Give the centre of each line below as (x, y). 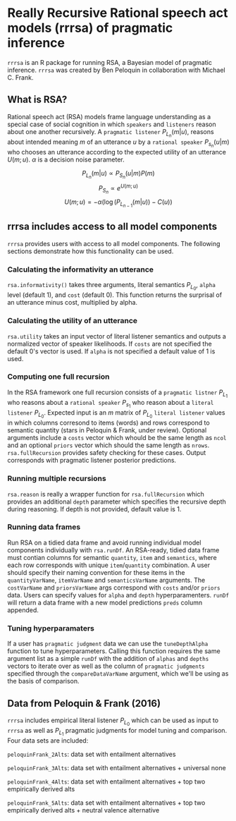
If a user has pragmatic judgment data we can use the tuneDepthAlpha (108, 644)
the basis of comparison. (43, 681)
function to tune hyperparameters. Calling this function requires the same (114, 651)
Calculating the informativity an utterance (80, 269)
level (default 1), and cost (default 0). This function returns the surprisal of (115, 295)
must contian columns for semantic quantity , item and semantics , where (112, 557)
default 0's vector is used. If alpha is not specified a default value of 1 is (111, 351)
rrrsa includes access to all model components (112, 227)
